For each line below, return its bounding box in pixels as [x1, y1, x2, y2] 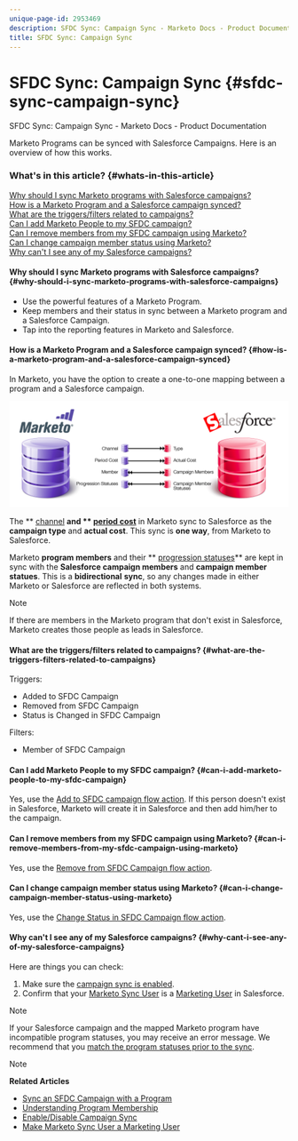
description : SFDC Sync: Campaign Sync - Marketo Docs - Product [9, 23, 255, 33]
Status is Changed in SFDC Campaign [21, 710, 161, 721]
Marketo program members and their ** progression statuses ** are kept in [9, 552, 284, 563]
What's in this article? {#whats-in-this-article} [9, 170, 215, 182]
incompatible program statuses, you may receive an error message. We [9, 1032, 271, 1042]
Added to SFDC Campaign [21, 691, 119, 702]
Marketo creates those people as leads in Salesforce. [9, 624, 204, 634]
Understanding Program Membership [21, 1103, 159, 1113]
